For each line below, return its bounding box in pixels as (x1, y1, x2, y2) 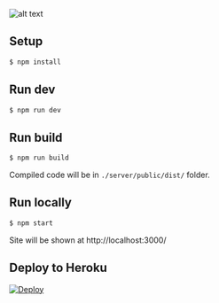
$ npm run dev (9, 105, 62, 114)
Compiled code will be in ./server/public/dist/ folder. (9, 169, 210, 181)
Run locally (9, 195, 73, 210)
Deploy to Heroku (9, 260, 108, 276)
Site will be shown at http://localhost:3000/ (9, 235, 167, 245)
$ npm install (9, 58, 62, 66)
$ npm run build (9, 153, 69, 163)
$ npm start (9, 218, 53, 228)
